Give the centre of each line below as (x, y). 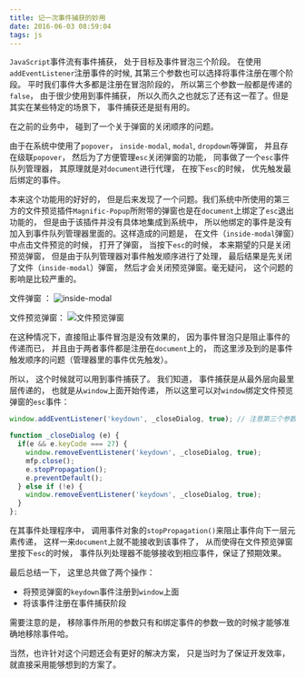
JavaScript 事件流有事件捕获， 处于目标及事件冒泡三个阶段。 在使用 (135, 62)
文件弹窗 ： (30, 299)
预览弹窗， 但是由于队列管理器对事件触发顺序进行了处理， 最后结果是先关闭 (151, 257)
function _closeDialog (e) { (64, 436)
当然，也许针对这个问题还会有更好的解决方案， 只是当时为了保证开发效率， (150, 653)
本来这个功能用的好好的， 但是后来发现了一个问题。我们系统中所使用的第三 (150, 199)
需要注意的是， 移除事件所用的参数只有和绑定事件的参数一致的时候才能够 (146, 622)
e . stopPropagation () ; (66, 470)
